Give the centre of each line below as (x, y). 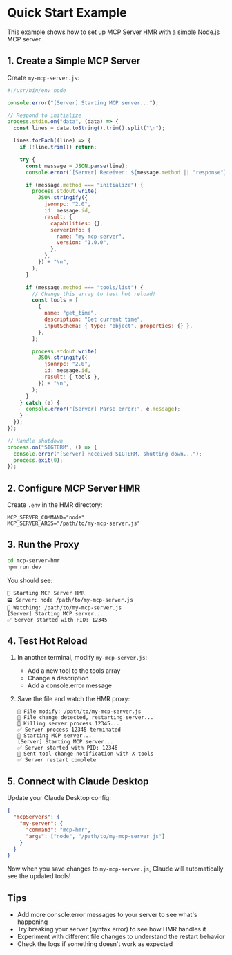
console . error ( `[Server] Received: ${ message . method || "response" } (126, 172)
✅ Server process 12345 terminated (69, 730)
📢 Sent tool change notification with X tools (85, 754)
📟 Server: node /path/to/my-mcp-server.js (70, 600)
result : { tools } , (72, 377)
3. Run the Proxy (43, 545)
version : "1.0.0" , (83, 243)
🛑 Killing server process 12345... (68, 724)
